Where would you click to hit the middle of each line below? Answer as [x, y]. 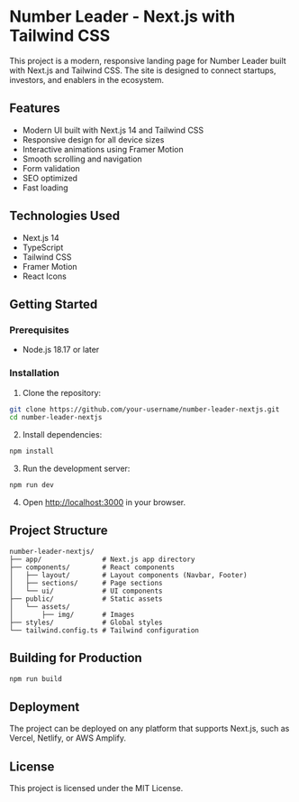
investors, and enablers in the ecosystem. [87, 79]
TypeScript [43, 247]
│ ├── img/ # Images [72, 614]
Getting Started [54, 304]
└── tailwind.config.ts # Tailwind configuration [104, 630]
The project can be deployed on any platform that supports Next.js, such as [149, 729]
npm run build [36, 678]
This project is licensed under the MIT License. [96, 788]
